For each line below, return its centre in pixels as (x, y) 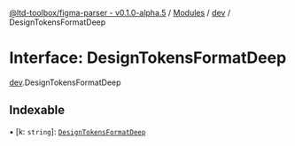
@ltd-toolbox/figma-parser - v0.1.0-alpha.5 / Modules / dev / (120, 13)
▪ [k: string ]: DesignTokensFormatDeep (78, 131)
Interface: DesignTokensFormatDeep (148, 58)
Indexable (37, 110)
